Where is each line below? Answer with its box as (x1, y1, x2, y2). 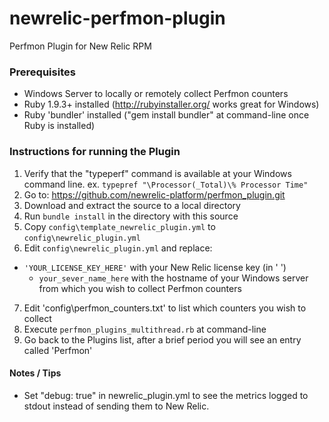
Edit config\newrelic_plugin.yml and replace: (23, 242, 213, 254)
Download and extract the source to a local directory (23, 199, 241, 211)
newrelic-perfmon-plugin (9, 7, 226, 30)
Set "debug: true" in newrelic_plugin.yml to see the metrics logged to (23, 389, 309, 401)
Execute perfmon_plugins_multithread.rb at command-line (23, 323, 267, 335)
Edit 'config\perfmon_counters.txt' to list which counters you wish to (23, 302, 307, 314)
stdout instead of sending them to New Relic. (23, 400, 210, 412)
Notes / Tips (9, 367, 62, 379)
